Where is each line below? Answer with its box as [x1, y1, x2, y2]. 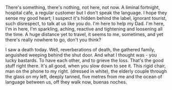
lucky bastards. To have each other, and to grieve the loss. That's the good [5, 57, 164, 63]
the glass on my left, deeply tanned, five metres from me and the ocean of [5, 74, 163, 79]
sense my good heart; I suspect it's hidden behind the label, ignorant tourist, [5, 15, 167, 21]
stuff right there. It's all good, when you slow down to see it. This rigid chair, [5, 63, 166, 69]
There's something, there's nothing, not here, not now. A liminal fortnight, [5, 5, 160, 10]
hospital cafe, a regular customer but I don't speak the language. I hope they [5, 10, 167, 16]
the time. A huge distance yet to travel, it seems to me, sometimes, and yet [5, 32, 163, 37]
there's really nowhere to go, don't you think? [5, 37, 102, 43]
